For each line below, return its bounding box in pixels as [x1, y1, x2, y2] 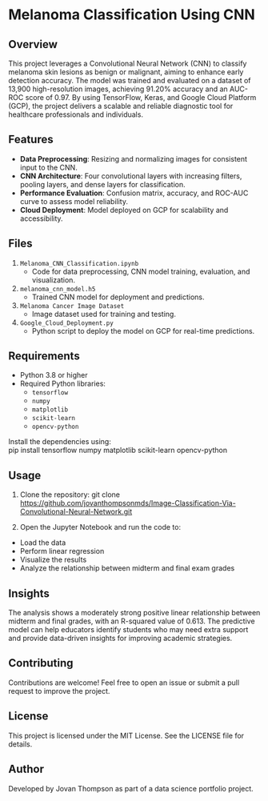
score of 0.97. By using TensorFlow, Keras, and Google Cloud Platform [25, 93, 257, 102]
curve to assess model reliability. [19, 196, 128, 206]
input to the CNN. [19, 162, 78, 172]
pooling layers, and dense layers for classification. [19, 179, 186, 189]
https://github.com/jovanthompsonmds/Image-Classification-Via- [19, 499, 236, 508]
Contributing [8, 656, 74, 670]
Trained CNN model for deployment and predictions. [31, 292, 205, 302]
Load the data [19, 538, 66, 547]
